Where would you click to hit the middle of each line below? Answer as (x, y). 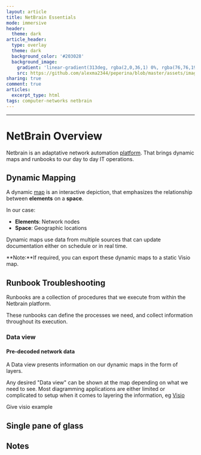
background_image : (35, 62)
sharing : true (24, 78)
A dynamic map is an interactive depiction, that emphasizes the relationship (99, 192)
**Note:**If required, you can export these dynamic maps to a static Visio (98, 257)
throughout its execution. (37, 321)
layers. (14, 371)
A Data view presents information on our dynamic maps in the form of (92, 365)
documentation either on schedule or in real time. (67, 246)
